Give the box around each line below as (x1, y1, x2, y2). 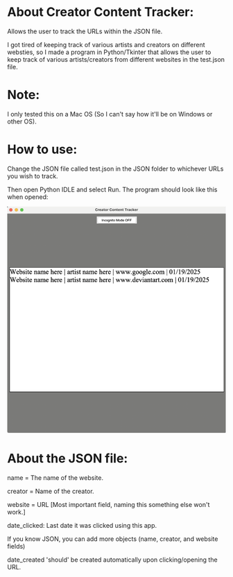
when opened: (7, 192, 49, 201)
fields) (7, 542, 26, 551)
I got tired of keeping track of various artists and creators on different (7, 40, 206, 49)
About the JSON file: (7, 451, 128, 467)
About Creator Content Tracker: (7, 4, 194, 20)
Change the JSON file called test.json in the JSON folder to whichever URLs (7, 164, 224, 173)
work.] (7, 508, 26, 517)
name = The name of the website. (7, 474, 104, 482)
